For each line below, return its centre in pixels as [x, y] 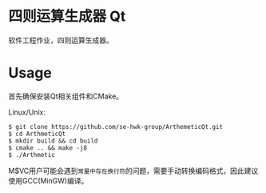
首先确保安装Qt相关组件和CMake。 [66, 96]
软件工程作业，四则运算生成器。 [61, 40]
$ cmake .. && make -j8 [48, 148]
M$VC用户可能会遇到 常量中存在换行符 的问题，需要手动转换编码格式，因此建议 [133, 171]
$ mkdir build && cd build [53, 141]
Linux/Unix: [27, 112]
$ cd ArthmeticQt [37, 134]
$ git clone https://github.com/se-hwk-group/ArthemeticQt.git [116, 127]
